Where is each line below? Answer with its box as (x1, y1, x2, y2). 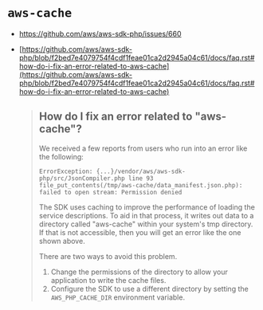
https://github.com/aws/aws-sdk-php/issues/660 (18, 29, 182, 38)
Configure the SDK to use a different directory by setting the (50, 284, 249, 293)
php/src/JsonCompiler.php (38, 174, 125, 182)
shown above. (38, 236, 85, 245)
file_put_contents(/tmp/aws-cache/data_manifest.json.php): (38, 181, 243, 189)
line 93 (128, 174, 154, 182)
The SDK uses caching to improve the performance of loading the (38, 202, 256, 212)
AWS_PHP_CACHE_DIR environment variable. (50, 292, 185, 302)
